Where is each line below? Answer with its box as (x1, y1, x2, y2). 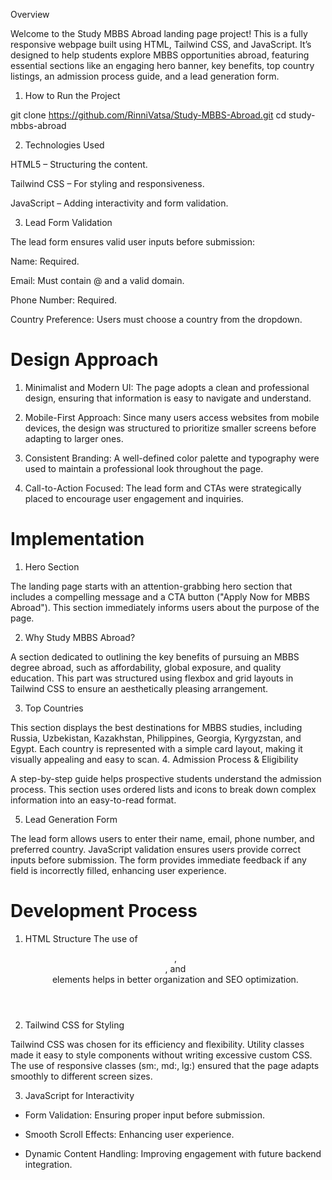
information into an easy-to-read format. (10, 794, 177, 806)
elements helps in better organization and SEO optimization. (51, 973, 299, 985)
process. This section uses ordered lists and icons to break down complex (10, 783, 317, 795)
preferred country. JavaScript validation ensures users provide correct (10, 843, 302, 855)
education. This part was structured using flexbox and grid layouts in (10, 672, 294, 684)
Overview (10, 9, 50, 20)
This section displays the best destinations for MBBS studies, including (10, 721, 303, 733)
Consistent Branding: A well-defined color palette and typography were (24, 452, 320, 464)
